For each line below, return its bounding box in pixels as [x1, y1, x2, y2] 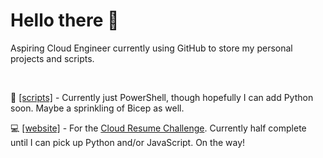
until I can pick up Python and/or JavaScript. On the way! [10, 136, 246, 148]
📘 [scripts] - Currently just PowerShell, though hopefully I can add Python [10, 91, 314, 103]
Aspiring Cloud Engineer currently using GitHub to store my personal [10, 42, 293, 54]
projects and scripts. [10, 52, 95, 64]
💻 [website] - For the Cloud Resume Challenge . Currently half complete [10, 122, 307, 134]
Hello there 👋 [10, 9, 120, 32]
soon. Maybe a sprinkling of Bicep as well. [10, 102, 185, 114]
